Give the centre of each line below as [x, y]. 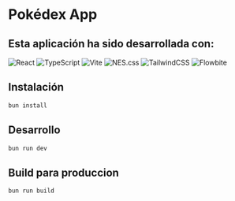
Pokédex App [53, 15]
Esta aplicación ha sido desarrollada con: [111, 44]
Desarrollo [34, 130]
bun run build [32, 191]
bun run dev [28, 148]
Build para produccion [64, 172]
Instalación [36, 87]
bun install [28, 105]
